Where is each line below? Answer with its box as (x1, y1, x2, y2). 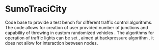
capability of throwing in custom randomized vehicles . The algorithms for (5, 30, 155, 35)
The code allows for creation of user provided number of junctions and (5, 24, 148, 30)
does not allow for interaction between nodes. (5, 40, 98, 46)
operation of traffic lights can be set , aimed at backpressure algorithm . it (5, 35, 154, 41)
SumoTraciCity (5, 3, 67, 15)
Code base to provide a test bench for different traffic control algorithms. (5, 19, 153, 25)
